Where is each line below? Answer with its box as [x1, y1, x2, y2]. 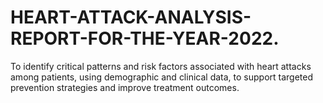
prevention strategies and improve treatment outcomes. [10, 81, 240, 93]
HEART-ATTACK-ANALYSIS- [10, 6, 252, 29]
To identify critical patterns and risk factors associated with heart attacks [10, 60, 312, 72]
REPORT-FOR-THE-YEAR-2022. [10, 27, 280, 50]
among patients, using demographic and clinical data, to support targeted [10, 71, 314, 83]
